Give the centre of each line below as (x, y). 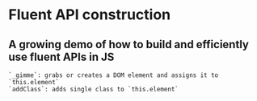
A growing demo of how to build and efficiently (128, 44)
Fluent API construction (90, 15)
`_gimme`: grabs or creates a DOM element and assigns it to (114, 75)
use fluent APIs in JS (61, 57)
